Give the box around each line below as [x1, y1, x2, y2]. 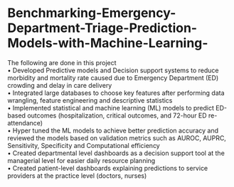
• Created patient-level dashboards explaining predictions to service [7, 164, 208, 172]
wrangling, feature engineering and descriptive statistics [7, 96, 173, 104]
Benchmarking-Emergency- [7, 5, 176, 21]
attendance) [7, 118, 43, 127]
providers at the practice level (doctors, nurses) [7, 171, 147, 180]
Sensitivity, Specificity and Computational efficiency [7, 141, 160, 149]
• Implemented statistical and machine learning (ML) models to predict [7, 103, 215, 112]
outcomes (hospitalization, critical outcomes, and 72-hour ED [27, 111, 208, 120]
